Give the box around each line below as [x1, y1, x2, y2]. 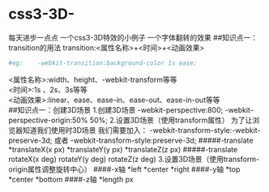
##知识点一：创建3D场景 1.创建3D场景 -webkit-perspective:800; [8, 105, 224, 114]
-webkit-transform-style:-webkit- [149, 125, 261, 134]
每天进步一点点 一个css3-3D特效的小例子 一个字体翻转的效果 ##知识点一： [8, 32, 258, 42]
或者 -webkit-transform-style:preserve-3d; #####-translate [53, 135, 254, 145]
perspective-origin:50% [8, 115, 88, 125]
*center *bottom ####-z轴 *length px [8, 174, 134, 184]
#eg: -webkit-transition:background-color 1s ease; [8, 58, 198, 67]
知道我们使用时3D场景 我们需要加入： [22, 125, 148, 134]
